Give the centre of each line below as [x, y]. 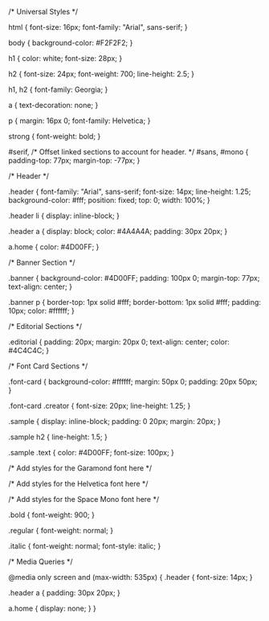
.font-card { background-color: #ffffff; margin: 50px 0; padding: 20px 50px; [133, 382]
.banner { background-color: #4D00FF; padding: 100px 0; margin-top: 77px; [134, 278]
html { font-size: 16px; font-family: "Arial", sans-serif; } [98, 27]
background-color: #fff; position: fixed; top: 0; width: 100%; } [109, 200]
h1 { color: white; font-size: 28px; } [65, 58]
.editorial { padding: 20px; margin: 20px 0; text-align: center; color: [119, 342]
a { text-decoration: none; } [53, 105]
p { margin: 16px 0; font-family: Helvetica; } [79, 121]
